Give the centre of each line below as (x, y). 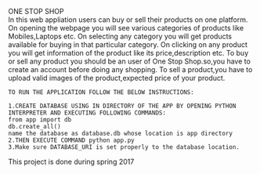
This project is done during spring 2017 (71, 161)
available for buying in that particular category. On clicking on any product (128, 45)
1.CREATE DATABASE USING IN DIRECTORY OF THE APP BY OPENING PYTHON (122, 106)
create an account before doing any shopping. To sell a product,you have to (130, 69)
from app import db (40, 120)
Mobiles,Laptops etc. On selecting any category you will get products (120, 36)
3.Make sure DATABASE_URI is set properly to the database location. (124, 147)
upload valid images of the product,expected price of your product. (117, 78)
